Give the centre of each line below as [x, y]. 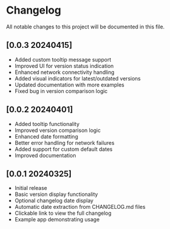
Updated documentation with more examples [69, 85]
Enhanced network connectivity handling [65, 72]
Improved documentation [45, 155]
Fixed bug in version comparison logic [61, 91]
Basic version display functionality [56, 194]
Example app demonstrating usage [57, 220]
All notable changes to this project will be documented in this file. [86, 27]
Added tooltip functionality [47, 124]
